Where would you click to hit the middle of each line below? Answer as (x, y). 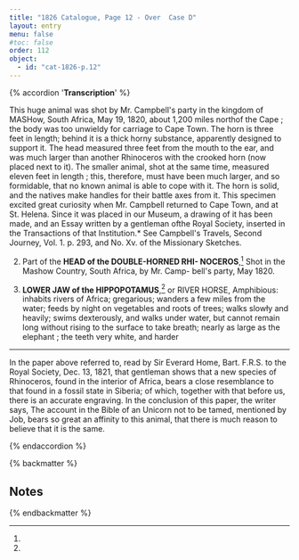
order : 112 (29, 51)
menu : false (31, 34)
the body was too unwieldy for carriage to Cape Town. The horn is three (141, 128)
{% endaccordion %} (48, 446)
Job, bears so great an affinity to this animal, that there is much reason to (144, 419)
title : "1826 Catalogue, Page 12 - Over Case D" (103, 17)
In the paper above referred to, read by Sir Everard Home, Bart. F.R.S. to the (148, 363)
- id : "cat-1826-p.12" (59, 68)
